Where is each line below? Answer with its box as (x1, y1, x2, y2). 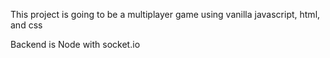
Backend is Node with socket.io (10, 39, 141, 50)
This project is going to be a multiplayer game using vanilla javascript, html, (10, 9, 321, 20)
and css (10, 19, 43, 31)
